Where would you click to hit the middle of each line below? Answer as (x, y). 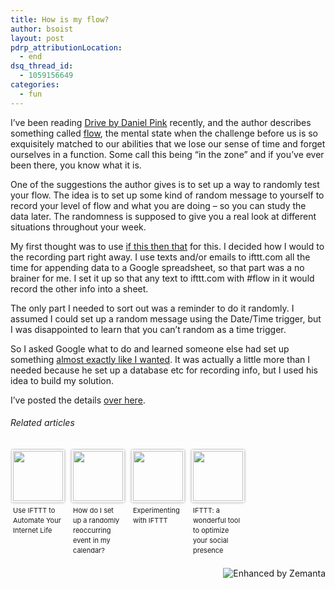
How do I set (93, 510)
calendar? (89, 550)
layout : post (37, 38)
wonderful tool (217, 520)
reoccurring (92, 530)
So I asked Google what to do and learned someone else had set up (150, 348)
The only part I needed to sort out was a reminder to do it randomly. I (152, 308)
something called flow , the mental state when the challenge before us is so (164, 133)
